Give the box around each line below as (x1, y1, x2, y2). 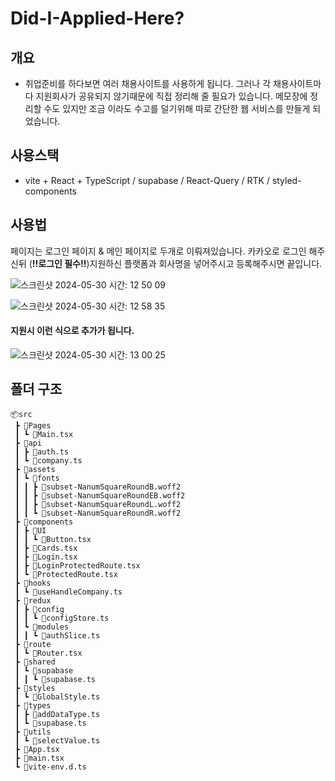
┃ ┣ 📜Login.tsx (14, 552, 78, 562)
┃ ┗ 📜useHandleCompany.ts (14, 587, 123, 597)
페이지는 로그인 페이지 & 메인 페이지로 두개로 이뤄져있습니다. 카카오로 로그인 (10, 245, 307, 257)
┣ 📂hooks (14, 578, 52, 588)
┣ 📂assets (14, 464, 56, 474)
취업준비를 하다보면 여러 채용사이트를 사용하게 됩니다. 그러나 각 (24, 78, 272, 89)
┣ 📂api (14, 438, 43, 448)
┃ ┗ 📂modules (14, 622, 70, 632)
